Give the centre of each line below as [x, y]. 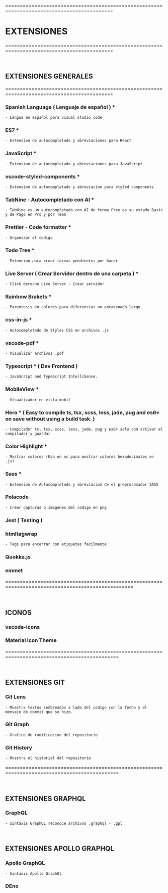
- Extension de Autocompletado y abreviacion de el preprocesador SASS [82, 484]
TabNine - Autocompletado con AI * [50, 200]
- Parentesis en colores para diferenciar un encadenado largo [73, 307]
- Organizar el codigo [29, 238]
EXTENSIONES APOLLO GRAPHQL [60, 849]
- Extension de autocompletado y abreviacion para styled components [80, 187]
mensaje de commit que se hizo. [39, 712]
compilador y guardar [28, 434]
